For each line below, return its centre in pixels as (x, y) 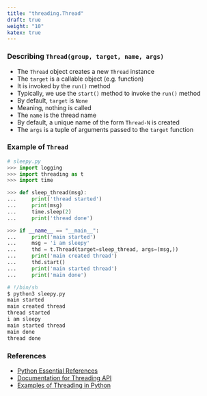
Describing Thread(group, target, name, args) (85, 57)
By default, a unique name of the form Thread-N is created (98, 122)
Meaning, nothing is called (54, 107)
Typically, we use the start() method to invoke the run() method (109, 93)
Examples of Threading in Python (64, 385)
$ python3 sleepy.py (37, 294)
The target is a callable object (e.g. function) (80, 79)
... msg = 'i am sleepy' (49, 243)
